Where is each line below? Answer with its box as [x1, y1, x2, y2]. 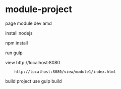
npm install [5, 39, 28, 46]
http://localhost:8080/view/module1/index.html [14, 69, 116, 74]
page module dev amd [5, 20, 52, 26]
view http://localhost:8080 [5, 59, 60, 65]
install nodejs [5, 30, 33, 36]
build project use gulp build [5, 78, 62, 84]
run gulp [5, 50, 23, 56]
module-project [5, 4, 72, 15]
